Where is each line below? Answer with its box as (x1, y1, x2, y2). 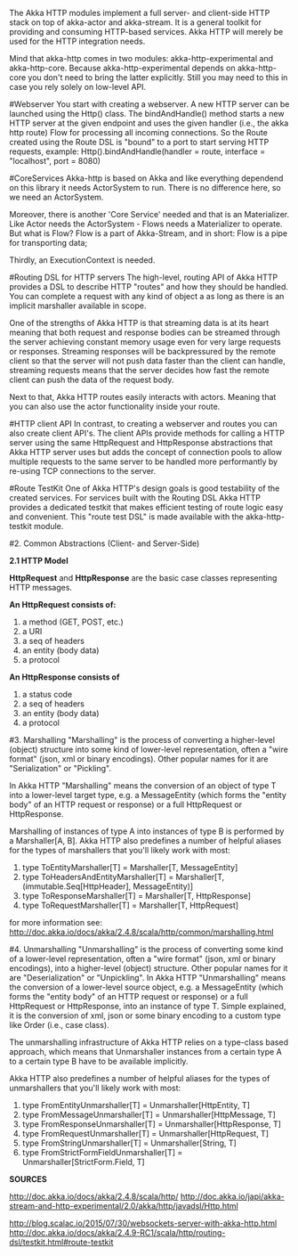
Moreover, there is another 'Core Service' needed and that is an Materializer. (9, 209, 290, 219)
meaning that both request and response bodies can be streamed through (9, 327, 280, 338)
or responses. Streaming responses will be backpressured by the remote (9, 347, 276, 356)
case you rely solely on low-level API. (9, 82, 147, 92)
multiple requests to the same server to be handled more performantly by (9, 456, 278, 467)
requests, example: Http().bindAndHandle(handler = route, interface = (9, 146, 265, 157)
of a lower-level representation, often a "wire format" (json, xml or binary (9, 953, 276, 964)
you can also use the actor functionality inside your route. (9, 401, 221, 412)
